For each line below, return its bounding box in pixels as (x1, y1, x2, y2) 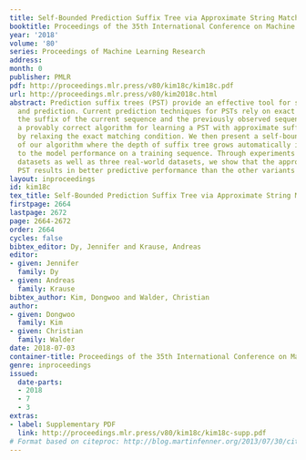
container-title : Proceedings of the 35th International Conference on (9, 352, 287, 361)
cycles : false (9, 233, 64, 242)
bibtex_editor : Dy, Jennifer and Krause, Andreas (9, 242, 202, 251)
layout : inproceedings (9, 174, 96, 183)
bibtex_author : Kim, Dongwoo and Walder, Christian (9, 292, 209, 302)
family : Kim (17, 318, 64, 328)
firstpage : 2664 (9, 199, 71, 210)
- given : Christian (9, 327, 84, 336)
